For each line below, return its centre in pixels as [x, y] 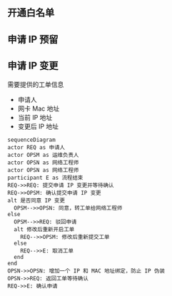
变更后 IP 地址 [38, 126]
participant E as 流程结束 [45, 178]
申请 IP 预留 [33, 39]
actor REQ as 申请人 [36, 147]
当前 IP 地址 [35, 117]
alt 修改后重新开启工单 [44, 229]
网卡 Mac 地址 [39, 108]
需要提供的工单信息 [36, 84]
